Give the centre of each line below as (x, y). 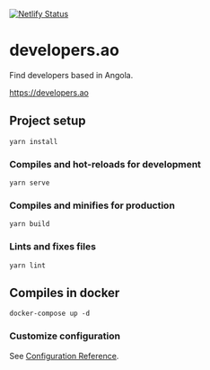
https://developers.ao (49, 92)
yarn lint (28, 266)
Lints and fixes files (53, 247)
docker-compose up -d (50, 314)
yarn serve (30, 183)
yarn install (34, 141)
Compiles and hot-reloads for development (105, 164)
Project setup (48, 121)
